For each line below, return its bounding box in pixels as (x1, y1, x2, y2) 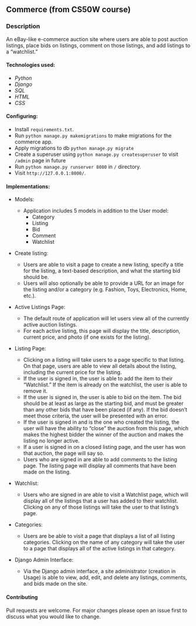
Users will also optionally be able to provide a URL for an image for (23, 280, 184, 287)
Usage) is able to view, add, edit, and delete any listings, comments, (23, 574, 187, 581)
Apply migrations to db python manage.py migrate (14, 145, 134, 152)
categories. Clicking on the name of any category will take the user (23, 539, 185, 546)
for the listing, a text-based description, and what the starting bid (23, 267, 180, 274)
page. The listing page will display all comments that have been (23, 462, 177, 469)
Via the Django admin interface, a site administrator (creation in (23, 568, 176, 575)
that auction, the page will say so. (23, 450, 105, 457)
